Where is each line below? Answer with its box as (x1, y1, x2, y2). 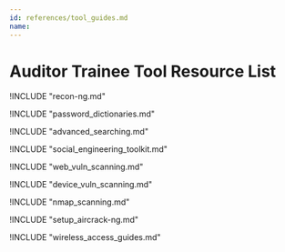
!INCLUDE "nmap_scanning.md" (9, 197, 130, 207)
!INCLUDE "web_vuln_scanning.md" (9, 161, 144, 173)
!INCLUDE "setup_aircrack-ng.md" (9, 215, 139, 226)
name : (9, 22, 30, 31)
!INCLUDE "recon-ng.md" (9, 91, 107, 102)
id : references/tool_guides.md (9, 13, 128, 23)
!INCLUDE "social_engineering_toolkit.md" (9, 144, 168, 155)
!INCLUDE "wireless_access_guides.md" (9, 232, 161, 243)
